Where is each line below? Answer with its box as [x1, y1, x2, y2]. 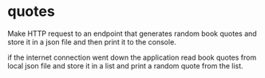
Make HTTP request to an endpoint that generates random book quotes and [7, 29, 257, 38]
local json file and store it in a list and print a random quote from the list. [7, 60, 244, 70]
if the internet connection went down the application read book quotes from [7, 53, 257, 62]
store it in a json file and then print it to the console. [7, 37, 176, 46]
